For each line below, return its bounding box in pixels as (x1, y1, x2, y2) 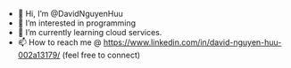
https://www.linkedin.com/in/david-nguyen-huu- (103, 37, 282, 48)
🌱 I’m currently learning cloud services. (17, 27, 162, 37)
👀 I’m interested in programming (17, 18, 137, 28)
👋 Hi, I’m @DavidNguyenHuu (17, 9, 123, 19)
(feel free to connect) (62, 49, 141, 60)
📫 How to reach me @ (17, 37, 102, 48)
